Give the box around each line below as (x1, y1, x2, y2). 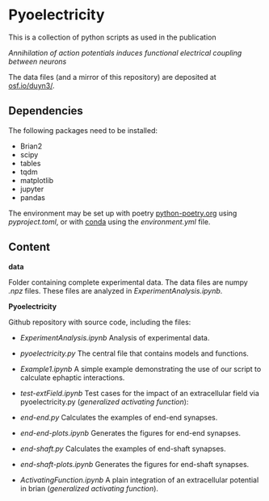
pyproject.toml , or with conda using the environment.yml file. (8, 216, 211, 227)
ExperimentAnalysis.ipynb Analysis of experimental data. (19, 332, 210, 342)
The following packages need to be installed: (8, 125, 158, 135)
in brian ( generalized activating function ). (19, 483, 159, 493)
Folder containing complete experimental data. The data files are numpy (8, 277, 248, 287)
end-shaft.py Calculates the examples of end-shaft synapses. (19, 444, 226, 453)
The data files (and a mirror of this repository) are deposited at (8, 72, 216, 81)
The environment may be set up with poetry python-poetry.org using (8, 208, 237, 218)
